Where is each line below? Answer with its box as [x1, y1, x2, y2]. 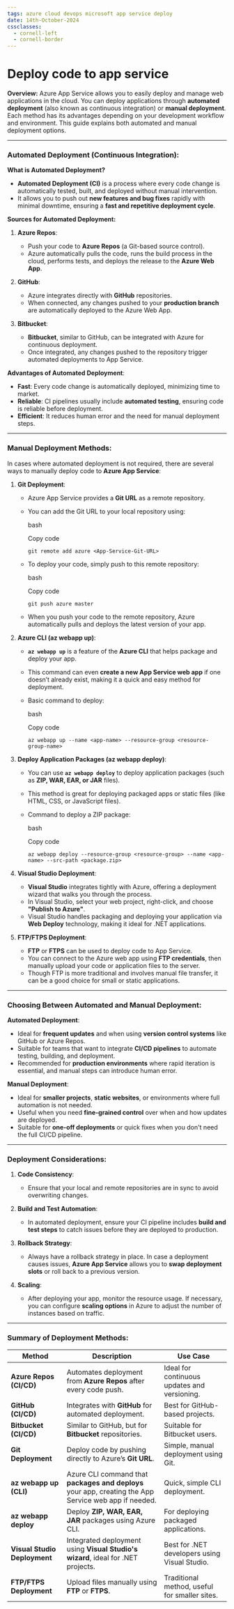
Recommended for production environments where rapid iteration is [17, 1058, 216, 1067]
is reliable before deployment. [17, 405, 103, 413]
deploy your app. [27, 654, 77, 663]
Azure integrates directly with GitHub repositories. [27, 291, 173, 300]
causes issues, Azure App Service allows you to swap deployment [27, 1260, 222, 1268]
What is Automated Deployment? [7, 166, 106, 174]
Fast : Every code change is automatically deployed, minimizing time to [17, 383, 221, 391]
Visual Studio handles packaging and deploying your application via [27, 912, 222, 921]
